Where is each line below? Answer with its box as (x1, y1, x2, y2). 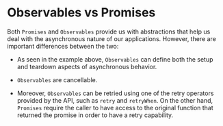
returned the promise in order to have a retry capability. (16, 111, 174, 119)
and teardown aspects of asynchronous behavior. (16, 62, 157, 71)
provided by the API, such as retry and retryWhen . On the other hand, (16, 96, 213, 104)
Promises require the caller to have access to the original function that (16, 103, 213, 112)
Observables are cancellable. (16, 75, 98, 84)
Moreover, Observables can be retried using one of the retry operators (16, 89, 214, 97)
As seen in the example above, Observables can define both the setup (16, 55, 213, 63)
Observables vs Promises (7, 5, 156, 21)
